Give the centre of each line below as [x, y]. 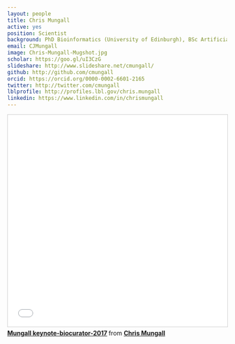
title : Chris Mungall [39, 20]
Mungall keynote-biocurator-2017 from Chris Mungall [86, 333]
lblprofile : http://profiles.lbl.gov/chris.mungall [84, 92]
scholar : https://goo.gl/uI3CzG [54, 59]
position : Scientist [37, 33]
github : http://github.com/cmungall [60, 72]
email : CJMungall [32, 46]
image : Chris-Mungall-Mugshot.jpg [58, 53]
